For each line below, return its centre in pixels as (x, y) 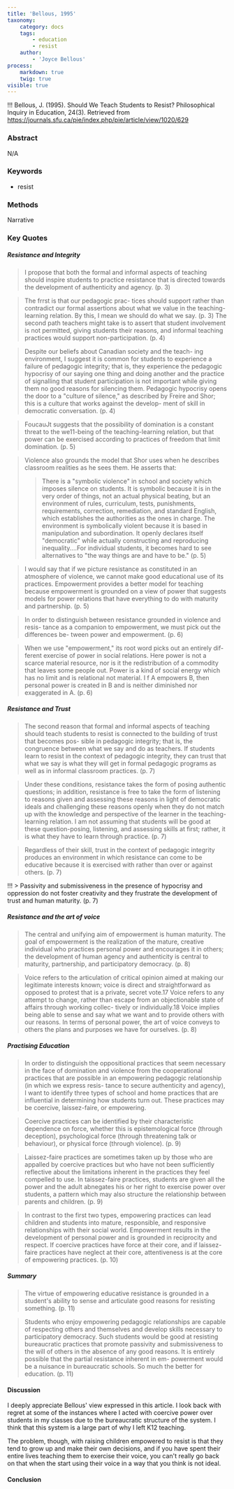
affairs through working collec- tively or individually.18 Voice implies (122, 1007)
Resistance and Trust (39, 708)
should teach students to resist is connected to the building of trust (121, 734)
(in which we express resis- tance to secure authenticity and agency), (125, 1085)
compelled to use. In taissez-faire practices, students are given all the (125, 1179)
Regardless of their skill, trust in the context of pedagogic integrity (119, 850)
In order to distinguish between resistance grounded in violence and (123, 620)
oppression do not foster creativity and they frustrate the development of (112, 893)
